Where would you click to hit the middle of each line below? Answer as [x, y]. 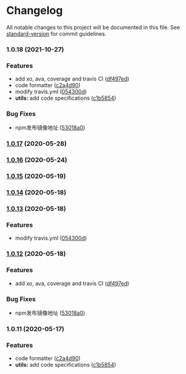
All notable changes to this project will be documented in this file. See [93, 27]
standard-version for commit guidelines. [56, 33]
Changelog [35, 11]
